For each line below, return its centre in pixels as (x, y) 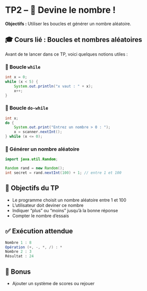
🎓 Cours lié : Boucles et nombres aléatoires (73, 40)
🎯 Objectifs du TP (32, 188)
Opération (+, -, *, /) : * (34, 247)
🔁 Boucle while (23, 67)
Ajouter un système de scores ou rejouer (53, 283)
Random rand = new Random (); (35, 168)
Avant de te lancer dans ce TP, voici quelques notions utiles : (67, 54)
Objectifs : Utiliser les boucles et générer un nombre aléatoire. (68, 24)
